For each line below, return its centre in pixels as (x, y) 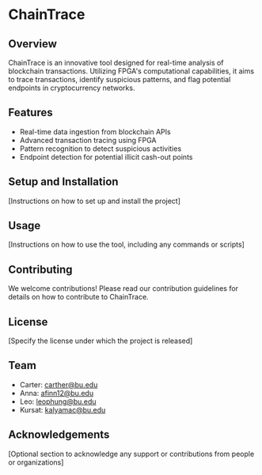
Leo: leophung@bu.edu (58, 401)
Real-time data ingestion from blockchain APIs (95, 131)
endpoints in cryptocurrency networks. (72, 88)
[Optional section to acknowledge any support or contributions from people (131, 454)
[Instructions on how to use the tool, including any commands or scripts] (127, 245)
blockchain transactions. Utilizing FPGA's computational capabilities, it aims (131, 71)
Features (30, 113)
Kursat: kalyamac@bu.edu (63, 409)
